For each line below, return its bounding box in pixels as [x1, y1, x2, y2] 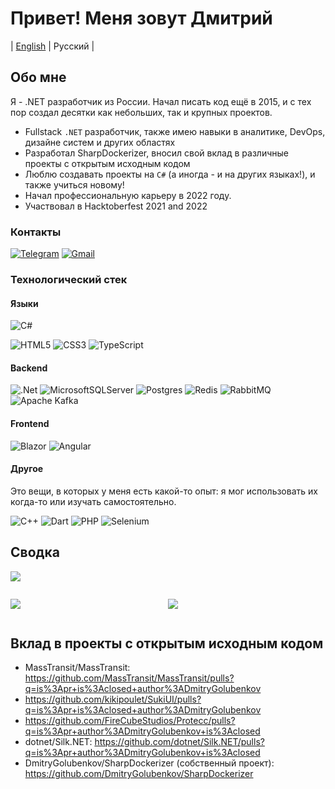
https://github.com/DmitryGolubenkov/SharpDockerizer [24, 768, 254, 780]
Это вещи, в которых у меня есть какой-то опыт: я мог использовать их [10, 485, 318, 497]
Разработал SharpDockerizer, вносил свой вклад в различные [24, 147, 289, 159]
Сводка [10, 544, 60, 561]
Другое [10, 463, 44, 475]
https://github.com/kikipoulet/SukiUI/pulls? [24, 693, 202, 706]
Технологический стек [10, 272, 128, 286]
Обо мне [10, 69, 67, 86]
